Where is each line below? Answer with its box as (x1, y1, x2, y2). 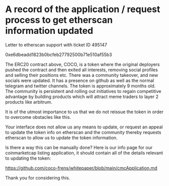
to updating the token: (5, 155, 51, 161)
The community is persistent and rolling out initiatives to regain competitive (5, 88, 161, 94)
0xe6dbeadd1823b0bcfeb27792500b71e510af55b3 (5, 52, 112, 58)
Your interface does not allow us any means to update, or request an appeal (5, 124, 163, 130)
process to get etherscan (5, 14, 113, 26)
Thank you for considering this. (5, 174, 71, 180)
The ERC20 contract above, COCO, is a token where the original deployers (5, 61, 160, 67)
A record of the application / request (5, 4, 160, 15)
